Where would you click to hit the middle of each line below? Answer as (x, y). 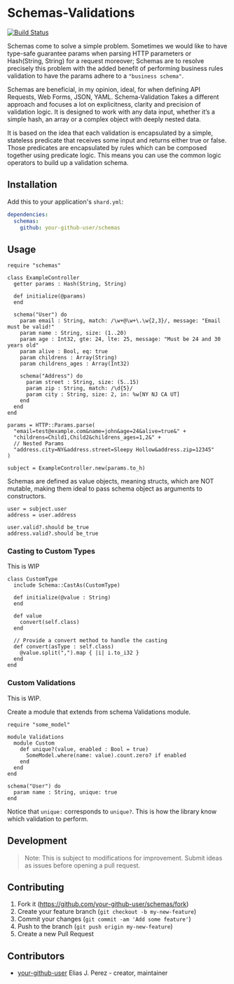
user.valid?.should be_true (48, 528)
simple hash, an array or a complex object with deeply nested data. (104, 119)
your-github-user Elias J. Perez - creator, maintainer (92, 973)
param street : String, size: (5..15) (82, 383)
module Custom (34, 743)
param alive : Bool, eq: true (64, 352)
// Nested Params (39, 444)
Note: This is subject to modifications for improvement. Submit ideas (123, 858)
